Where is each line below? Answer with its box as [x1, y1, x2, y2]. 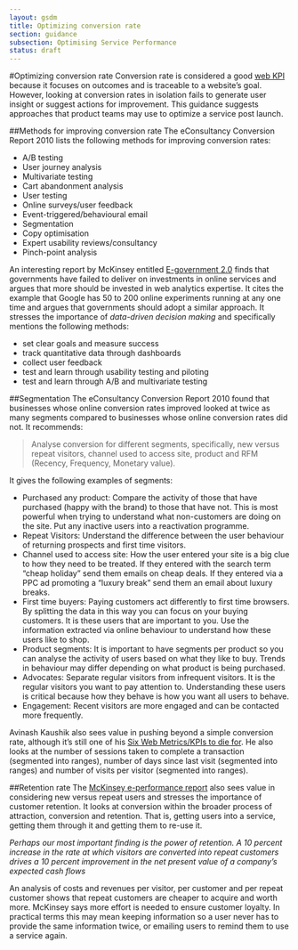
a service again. [9, 930, 68, 941]
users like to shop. [21, 634, 90, 646]
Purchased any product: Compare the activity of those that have [21, 492, 258, 503]
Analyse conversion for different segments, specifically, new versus [30, 439, 280, 450]
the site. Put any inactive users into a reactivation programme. [21, 521, 250, 532]
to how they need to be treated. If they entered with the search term [21, 558, 271, 570]
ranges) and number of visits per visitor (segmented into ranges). [9, 765, 249, 775]
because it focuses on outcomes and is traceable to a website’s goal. [9, 80, 262, 91]
